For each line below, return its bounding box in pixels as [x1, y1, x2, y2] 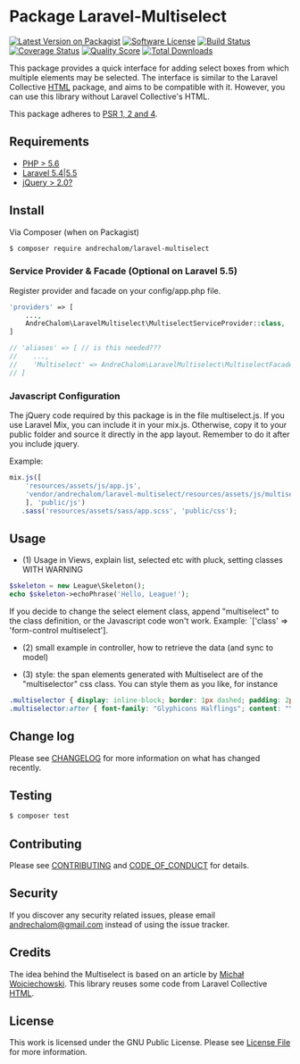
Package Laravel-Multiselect [9, 6, 228, 27]
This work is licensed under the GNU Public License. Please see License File [9, 1037, 291, 1048]
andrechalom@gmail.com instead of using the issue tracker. [9, 918, 230, 930]
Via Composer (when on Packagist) [9, 226, 140, 238]
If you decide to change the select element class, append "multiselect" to [9, 606, 279, 616]
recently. [9, 762, 42, 773]
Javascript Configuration [9, 390, 121, 402]
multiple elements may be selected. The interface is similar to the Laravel [9, 71, 279, 82]
